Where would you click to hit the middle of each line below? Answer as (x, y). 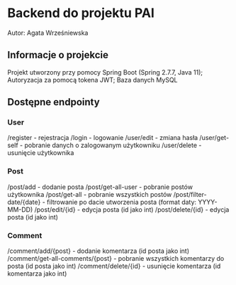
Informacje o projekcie (58, 55)
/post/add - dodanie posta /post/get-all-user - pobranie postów (100, 187)
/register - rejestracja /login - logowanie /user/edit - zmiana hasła (103, 138)
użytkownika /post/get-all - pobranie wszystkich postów (90, 194)
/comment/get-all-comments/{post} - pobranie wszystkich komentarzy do (116, 259)
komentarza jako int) (37, 274)
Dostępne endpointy (54, 102)
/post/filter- (190, 194)
